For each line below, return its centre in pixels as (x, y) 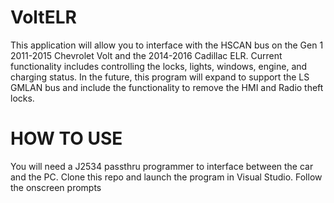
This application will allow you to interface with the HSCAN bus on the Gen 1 (167, 45)
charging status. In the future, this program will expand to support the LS (160, 77)
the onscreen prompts (56, 187)
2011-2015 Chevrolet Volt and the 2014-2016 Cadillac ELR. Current (146, 55)
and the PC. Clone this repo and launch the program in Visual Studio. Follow (166, 177)
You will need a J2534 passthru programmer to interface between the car (162, 166)
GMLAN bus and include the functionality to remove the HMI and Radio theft (167, 87)
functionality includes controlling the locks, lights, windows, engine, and (159, 66)
